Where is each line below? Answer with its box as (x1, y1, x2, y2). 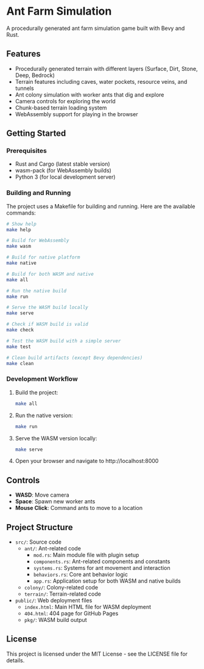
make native (6, 260, 37, 267)
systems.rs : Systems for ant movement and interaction (33, 564, 171, 572)
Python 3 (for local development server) (15, 173, 116, 181)
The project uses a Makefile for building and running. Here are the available (6, 202, 196, 210)
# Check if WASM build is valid (6, 321, 88, 328)
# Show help (6, 221, 37, 227)
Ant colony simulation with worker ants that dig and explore (15, 91, 164, 98)
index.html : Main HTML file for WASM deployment (24, 604, 151, 611)
